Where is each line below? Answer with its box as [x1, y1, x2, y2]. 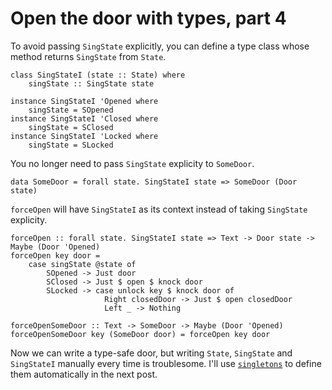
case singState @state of [28, 259, 137, 269]
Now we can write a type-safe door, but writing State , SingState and [10, 347, 293, 359]
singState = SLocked [28, 140, 114, 150]
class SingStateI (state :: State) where [10, 70, 186, 80]
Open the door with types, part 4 [10, 7, 287, 30]
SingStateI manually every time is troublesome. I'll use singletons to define [10, 357, 322, 369]
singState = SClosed [28, 122, 114, 132]
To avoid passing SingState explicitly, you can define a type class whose [10, 40, 310, 52]
